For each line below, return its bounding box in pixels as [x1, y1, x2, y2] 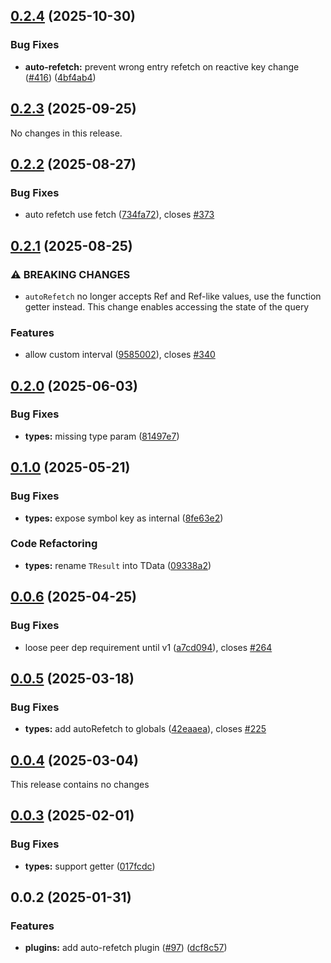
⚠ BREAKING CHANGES [10, 267, 131, 281]
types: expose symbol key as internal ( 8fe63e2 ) [24, 512, 224, 524]
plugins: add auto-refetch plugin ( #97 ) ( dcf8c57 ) [24, 942, 228, 954]
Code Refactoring [10, 537, 98, 551]
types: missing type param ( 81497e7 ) [24, 430, 180, 442]
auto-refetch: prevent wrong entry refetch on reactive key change [24, 60, 300, 73]
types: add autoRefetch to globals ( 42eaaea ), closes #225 [24, 723, 267, 735]
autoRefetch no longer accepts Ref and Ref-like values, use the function [24, 290, 322, 302]
